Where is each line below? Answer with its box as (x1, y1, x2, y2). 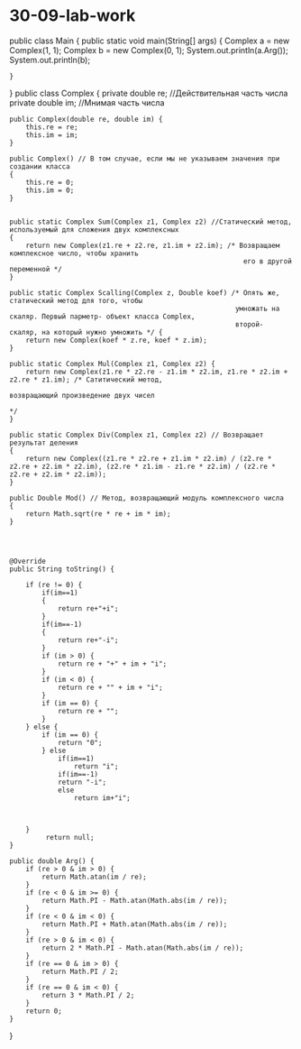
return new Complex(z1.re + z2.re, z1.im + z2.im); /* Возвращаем (25, 241, 280, 250)
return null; (45, 833, 95, 842)
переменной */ (9, 264, 63, 273)
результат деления (9, 438, 78, 447)
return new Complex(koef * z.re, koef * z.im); (25, 336, 207, 345)
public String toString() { (9, 565, 115, 574)
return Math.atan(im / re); (41, 872, 147, 881)
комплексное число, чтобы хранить (9, 249, 140, 258)
